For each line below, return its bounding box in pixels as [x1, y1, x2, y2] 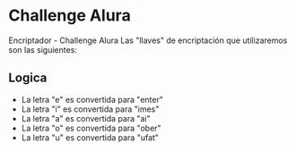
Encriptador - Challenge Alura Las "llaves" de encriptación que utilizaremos [8, 35, 288, 46]
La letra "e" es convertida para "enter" [21, 94, 163, 105]
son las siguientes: [8, 44, 78, 55]
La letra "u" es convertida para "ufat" [21, 131, 159, 143]
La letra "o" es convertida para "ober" [21, 122, 162, 133]
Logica [8, 71, 48, 86]
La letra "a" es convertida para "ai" [21, 113, 152, 123]
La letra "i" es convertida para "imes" [21, 104, 160, 114]
